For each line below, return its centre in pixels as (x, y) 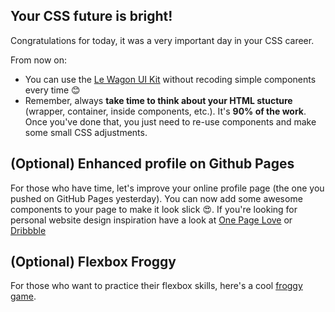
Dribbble (28, 230)
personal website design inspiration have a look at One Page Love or (151, 220)
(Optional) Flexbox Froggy (93, 262)
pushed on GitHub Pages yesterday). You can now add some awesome (156, 198)
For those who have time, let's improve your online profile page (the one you (167, 188)
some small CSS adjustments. (86, 132)
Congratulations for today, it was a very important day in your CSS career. (162, 40)
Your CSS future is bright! (91, 16)
